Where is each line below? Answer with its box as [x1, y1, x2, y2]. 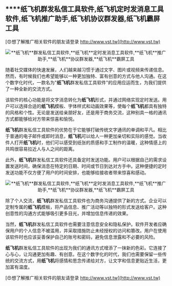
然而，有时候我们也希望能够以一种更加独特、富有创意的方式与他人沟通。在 [5, 73, 162, 79]
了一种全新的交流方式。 [5, 86, 55, 92]
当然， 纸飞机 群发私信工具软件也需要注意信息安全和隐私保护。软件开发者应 [5, 221, 162, 227]
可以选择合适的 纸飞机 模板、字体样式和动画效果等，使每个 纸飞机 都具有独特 [9, 103, 167, 109]
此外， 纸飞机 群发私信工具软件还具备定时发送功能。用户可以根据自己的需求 [5, 156, 162, 162]
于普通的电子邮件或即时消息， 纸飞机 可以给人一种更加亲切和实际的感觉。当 [5, 133, 162, 139]
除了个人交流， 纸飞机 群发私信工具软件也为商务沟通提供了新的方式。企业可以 [5, 197, 167, 203]
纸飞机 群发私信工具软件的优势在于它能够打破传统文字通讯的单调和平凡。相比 [5, 127, 167, 133]
